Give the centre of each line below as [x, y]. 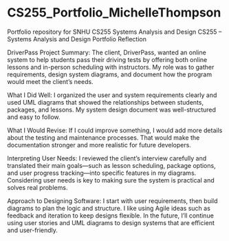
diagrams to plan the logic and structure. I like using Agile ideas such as [109, 208]
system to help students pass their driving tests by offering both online [107, 59]
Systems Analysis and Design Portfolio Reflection [77, 39]
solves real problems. [37, 187]
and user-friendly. [33, 230]
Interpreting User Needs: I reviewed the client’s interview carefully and [107, 158]
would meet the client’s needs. [51, 81]
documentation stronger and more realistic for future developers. [99, 145]
